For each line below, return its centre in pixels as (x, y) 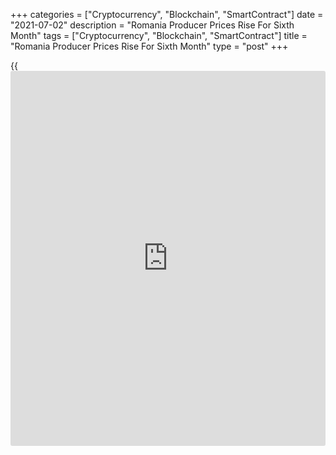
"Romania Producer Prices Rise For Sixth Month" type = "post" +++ (149, 46)
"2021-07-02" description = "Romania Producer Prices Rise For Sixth (152, 25)
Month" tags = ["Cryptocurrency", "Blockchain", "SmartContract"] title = (159, 35)
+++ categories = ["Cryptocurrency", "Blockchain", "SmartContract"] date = (167, 14)
